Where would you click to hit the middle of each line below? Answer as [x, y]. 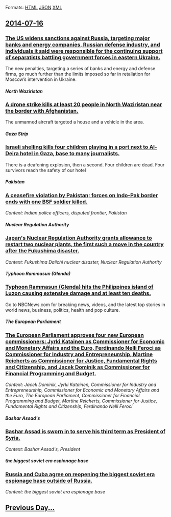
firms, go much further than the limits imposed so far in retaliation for [78, 74]
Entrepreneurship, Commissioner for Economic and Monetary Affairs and [82, 390]
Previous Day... [30, 508]
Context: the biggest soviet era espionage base [55, 491]
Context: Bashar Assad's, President [43, 449]
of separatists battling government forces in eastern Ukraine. [83, 57]
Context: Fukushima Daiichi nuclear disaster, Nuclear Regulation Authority [83, 262]
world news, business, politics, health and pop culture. [63, 310]
